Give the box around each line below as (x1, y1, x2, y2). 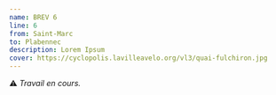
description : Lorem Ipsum (9, 46, 105, 55)
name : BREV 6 (9, 12, 58, 22)
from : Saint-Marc (9, 29, 74, 38)
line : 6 (9, 21, 38, 30)
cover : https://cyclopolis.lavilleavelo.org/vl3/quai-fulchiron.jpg (9, 54, 268, 62)
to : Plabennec (9, 37, 62, 47)
